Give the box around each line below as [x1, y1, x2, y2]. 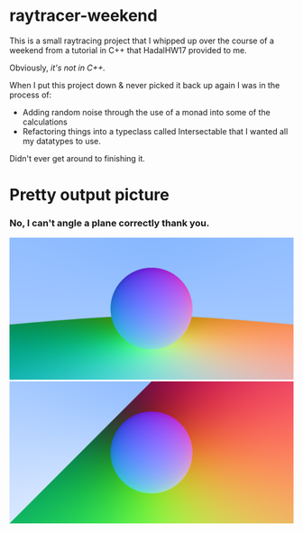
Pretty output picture [9, 185, 170, 206]
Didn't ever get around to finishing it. [9, 152, 146, 163]
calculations [22, 116, 68, 127]
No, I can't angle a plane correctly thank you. [9, 217, 210, 230]
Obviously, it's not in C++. [9, 62, 106, 73]
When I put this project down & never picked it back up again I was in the [9, 79, 280, 90]
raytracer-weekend [9, 5, 158, 26]
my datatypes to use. [22, 135, 102, 146]
